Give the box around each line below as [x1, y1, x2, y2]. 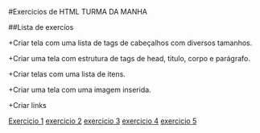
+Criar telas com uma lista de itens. [8, 69, 126, 79]
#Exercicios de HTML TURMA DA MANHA [8, 7, 147, 16]
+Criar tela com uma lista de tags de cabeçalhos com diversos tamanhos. [8, 38, 253, 48]
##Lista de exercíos [8, 23, 74, 31]
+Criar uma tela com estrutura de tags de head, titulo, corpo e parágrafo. [8, 54, 251, 63]
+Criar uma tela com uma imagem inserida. [8, 85, 151, 94]
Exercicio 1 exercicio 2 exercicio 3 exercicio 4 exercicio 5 [8, 116, 197, 126]
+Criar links [8, 101, 47, 110]
